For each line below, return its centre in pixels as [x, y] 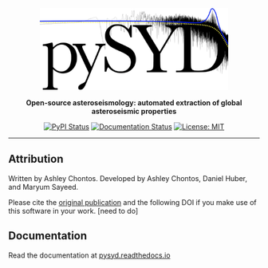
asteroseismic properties [134, 111]
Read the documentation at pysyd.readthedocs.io [89, 255]
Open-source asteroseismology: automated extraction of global [134, 102]
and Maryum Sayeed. [43, 187]
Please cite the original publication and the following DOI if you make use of [132, 202]
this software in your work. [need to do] [73, 211]
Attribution [36, 159]
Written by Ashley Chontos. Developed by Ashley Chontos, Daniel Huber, [128, 178]
